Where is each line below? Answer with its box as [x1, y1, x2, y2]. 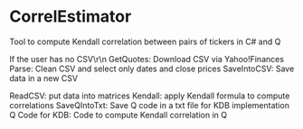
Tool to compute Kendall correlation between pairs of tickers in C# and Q [9, 36, 281, 47]
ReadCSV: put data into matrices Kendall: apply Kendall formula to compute [9, 90, 290, 101]
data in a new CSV [9, 72, 79, 83]
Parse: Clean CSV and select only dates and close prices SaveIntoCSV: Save [9, 63, 295, 74]
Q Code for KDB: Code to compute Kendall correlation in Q [9, 109, 228, 120]
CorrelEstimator [9, 6, 132, 27]
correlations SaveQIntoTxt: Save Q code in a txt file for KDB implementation [9, 99, 289, 110]
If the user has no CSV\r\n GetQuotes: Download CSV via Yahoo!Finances [9, 53, 285, 64]
